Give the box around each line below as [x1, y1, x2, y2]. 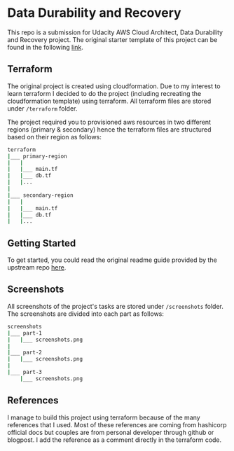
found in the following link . [7, 43, 84, 51]
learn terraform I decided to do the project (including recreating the [7, 89, 202, 97]
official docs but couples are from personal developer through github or [7, 428, 214, 436]
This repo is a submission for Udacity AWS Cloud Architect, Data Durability [7, 28, 223, 36]
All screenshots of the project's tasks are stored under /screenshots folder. [7, 302, 224, 310]
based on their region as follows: [7, 132, 102, 141]
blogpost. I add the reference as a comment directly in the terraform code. [7, 436, 222, 444]
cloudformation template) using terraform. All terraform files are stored [7, 97, 212, 105]
